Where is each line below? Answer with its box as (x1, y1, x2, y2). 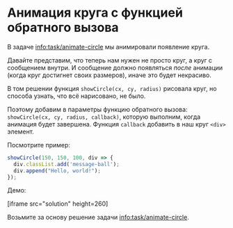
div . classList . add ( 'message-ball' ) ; (13, 161, 120, 168)
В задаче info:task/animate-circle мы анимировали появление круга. (7, 42, 210, 51)
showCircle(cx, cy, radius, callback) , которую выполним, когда (7, 113, 201, 121)
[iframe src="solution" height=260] (7, 199, 109, 208)
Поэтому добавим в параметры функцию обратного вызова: (7, 105, 188, 113)
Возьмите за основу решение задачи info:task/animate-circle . (7, 213, 189, 222)
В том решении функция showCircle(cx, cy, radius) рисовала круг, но (7, 84, 217, 92)
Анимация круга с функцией (7, 5, 183, 21)
